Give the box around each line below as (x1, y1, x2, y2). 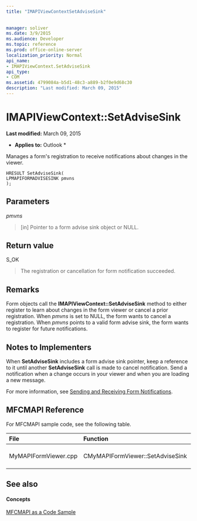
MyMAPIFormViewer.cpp (9, 452, 78, 460)
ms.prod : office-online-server (6, 47, 83, 53)
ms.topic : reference (6, 42, 57, 48)
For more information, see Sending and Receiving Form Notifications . (6, 388, 173, 395)
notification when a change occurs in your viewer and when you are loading (6, 370, 189, 378)
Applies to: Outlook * (14, 141, 66, 148)
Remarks (6, 285, 40, 295)
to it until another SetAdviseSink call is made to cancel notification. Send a (6, 364, 188, 371)
